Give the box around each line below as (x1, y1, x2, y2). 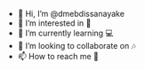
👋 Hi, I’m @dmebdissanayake (17, 9, 125, 19)
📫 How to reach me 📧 (17, 51, 100, 61)
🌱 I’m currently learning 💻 (17, 27, 114, 38)
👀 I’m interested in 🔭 (17, 18, 92, 28)
